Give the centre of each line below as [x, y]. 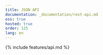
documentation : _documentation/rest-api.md [52, 14]
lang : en [14, 33]
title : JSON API [22, 10]
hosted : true [19, 24]
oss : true [16, 19]
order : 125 [17, 28]
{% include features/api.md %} [37, 47]
